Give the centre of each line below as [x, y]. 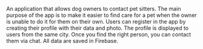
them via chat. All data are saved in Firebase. [62, 41]
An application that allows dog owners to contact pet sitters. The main [94, 9]
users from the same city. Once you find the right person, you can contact [99, 34]
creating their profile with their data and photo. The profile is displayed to [98, 28]
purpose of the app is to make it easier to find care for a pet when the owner [101, 15]
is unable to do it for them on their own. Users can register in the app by [96, 21]
